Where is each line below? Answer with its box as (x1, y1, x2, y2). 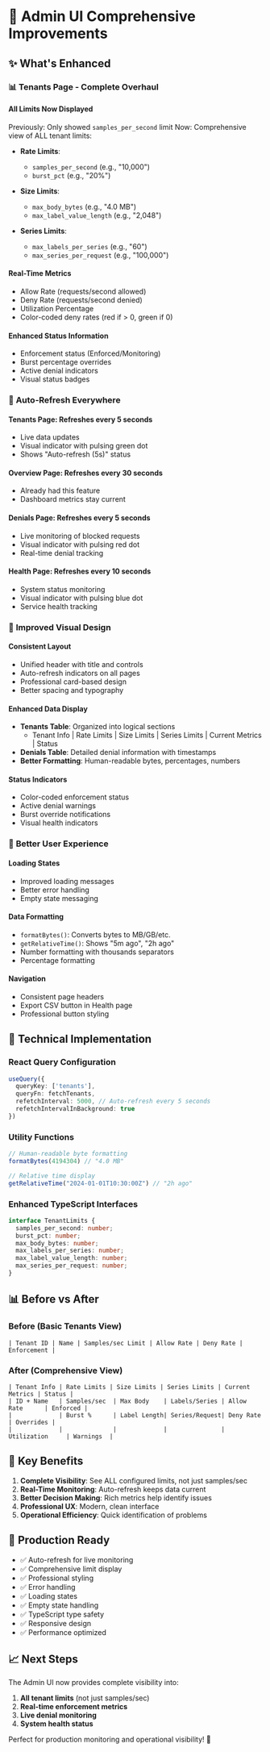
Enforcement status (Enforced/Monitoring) (19, 348, 161, 358)
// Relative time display (8, 1171, 95, 1180)
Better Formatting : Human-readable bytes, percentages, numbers (19, 756, 240, 765)
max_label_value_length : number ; (15, 1254, 128, 1262)
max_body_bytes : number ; (15, 1239, 99, 1247)
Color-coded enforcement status (19, 792, 130, 802)
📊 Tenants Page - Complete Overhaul (8, 81, 159, 92)
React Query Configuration (8, 1057, 117, 1068)
